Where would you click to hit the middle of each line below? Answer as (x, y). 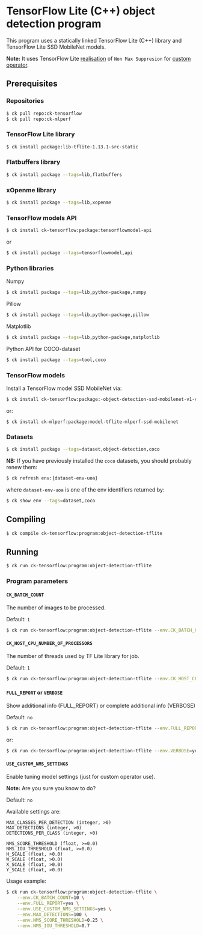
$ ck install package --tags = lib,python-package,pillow (78, 315)
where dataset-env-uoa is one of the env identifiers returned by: (85, 489)
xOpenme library (31, 190)
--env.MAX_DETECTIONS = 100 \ (52, 915)
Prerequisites (32, 84)
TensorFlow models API (41, 218)
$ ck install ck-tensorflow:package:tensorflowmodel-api (79, 230)
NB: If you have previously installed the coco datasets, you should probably (99, 461)
